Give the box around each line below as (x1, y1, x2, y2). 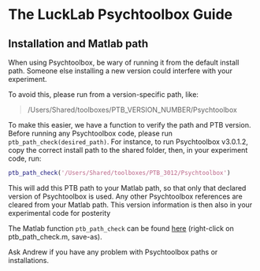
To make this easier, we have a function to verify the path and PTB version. (8, 121, 251, 129)
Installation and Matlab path (8, 37, 149, 50)
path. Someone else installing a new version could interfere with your (8, 66, 232, 76)
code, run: (8, 154, 42, 163)
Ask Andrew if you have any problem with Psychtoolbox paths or (8, 247, 218, 257)
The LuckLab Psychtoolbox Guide (8, 6, 233, 24)
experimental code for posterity (8, 208, 111, 217)
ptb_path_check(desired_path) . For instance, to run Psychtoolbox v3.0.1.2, (8, 137, 248, 147)
